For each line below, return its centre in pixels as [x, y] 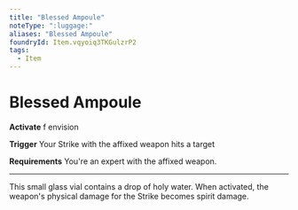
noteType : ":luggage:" [51, 26]
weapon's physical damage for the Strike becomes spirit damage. [129, 196]
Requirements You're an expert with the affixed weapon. [113, 161]
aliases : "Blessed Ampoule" [61, 34]
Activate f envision [44, 127]
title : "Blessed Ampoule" [57, 17]
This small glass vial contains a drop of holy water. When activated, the [139, 186]
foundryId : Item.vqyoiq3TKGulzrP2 [73, 42]
